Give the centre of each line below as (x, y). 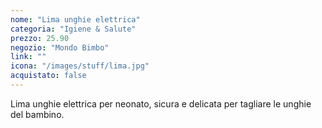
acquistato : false (48, 76)
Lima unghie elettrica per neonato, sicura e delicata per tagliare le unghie (161, 103)
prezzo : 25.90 (40, 38)
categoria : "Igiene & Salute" (73, 29)
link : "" (28, 57)
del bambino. (37, 114)
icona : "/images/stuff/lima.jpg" (80, 66)
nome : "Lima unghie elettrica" (75, 19)
